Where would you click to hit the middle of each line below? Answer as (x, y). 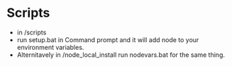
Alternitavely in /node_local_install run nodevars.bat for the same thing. (121, 55)
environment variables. (50, 47)
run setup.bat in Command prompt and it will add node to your (108, 39)
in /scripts (32, 32)
